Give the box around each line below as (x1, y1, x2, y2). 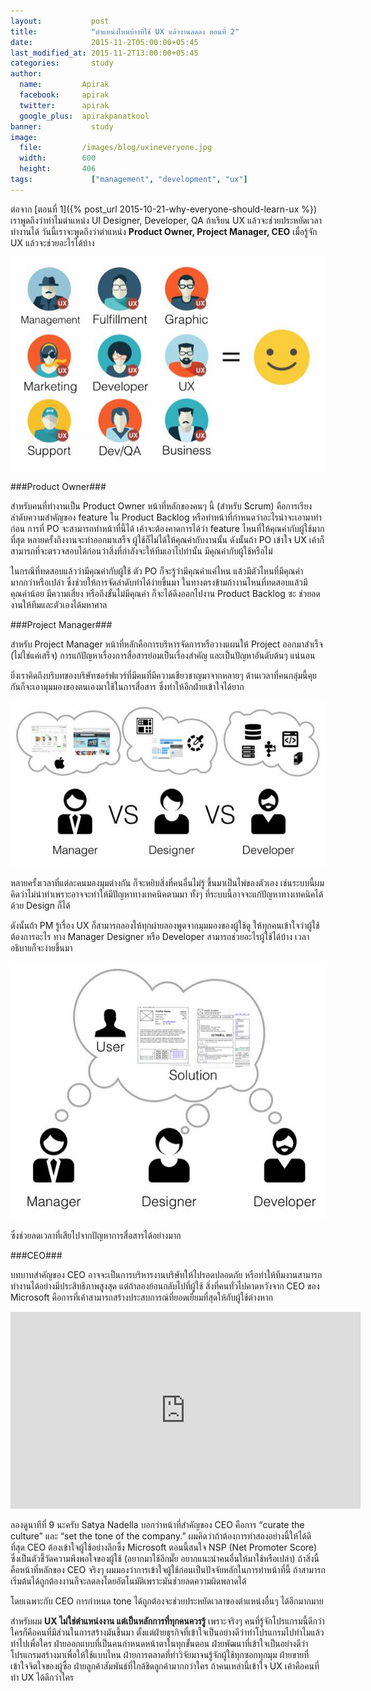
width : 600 (19, 153, 97, 164)
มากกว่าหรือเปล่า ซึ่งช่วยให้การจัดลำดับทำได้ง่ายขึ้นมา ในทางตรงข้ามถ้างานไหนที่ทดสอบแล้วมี (10, 576, 308, 588)
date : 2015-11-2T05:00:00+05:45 (10, 37, 199, 47)
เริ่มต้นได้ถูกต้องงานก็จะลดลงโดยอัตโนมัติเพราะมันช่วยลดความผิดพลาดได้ (10, 1575, 247, 1587)
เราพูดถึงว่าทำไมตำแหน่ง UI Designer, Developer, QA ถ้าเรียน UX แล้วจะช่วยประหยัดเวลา (10, 214, 322, 226)
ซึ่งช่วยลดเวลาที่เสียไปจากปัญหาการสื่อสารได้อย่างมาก (10, 1229, 182, 1241)
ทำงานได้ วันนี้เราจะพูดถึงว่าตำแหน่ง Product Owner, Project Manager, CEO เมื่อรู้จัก (10, 225, 318, 237)
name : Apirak (19, 80, 110, 90)
